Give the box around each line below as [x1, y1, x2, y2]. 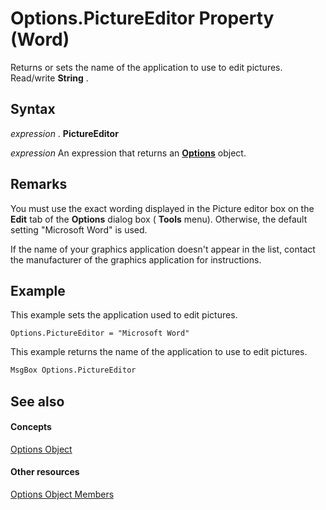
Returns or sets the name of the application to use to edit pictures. [10, 61, 283, 73]
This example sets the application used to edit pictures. [10, 309, 238, 321]
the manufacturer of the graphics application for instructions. [10, 253, 262, 266]
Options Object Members [10, 488, 115, 501]
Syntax [10, 101, 56, 118]
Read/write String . [10, 72, 89, 84]
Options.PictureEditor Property [10, 7, 275, 30]
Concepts [10, 421, 52, 433]
